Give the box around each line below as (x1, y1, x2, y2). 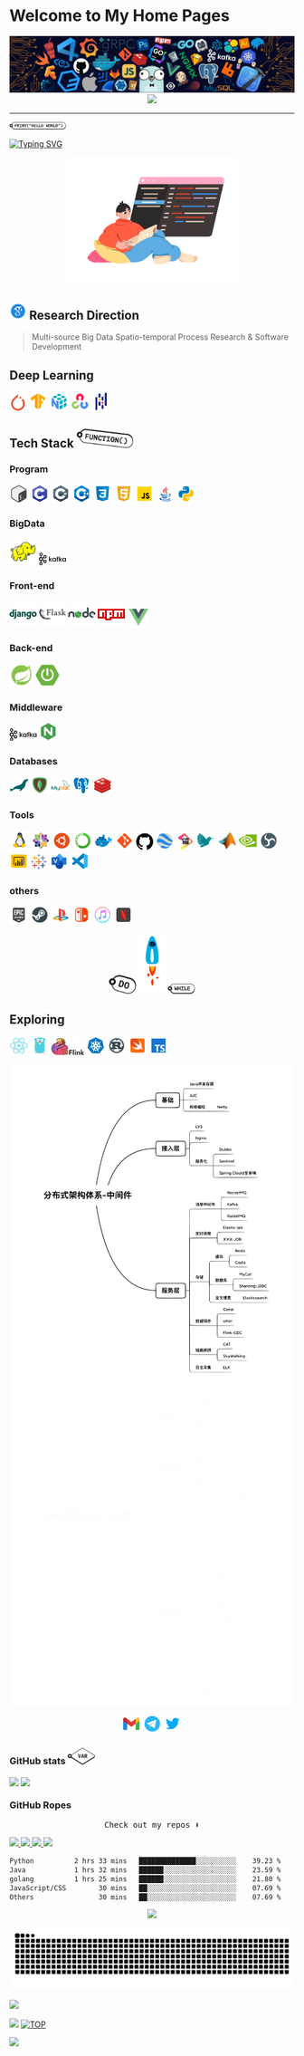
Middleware (9, 701, 63, 714)
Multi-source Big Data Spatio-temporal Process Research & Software (31, 331, 290, 342)
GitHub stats (9, 1754, 66, 1767)
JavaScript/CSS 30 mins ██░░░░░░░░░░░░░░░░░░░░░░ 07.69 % (9, 1884, 281, 1893)
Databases (9, 754, 58, 767)
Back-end (9, 642, 53, 655)
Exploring (9, 1012, 65, 1027)
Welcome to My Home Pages (9, 5, 231, 26)
